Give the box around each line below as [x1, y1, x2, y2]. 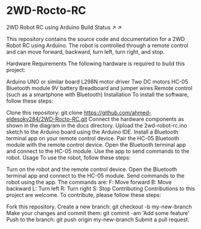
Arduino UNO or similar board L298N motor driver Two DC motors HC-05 [6, 78, 188, 85]
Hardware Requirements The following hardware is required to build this [6, 60, 185, 67]
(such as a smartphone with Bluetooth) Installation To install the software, [6, 91, 189, 98]
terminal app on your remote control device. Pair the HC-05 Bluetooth [6, 134, 180, 142]
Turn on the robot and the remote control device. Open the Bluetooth [6, 166, 177, 173]
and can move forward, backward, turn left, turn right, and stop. [6, 48, 165, 55]
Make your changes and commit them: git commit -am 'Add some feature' [6, 209, 190, 216]
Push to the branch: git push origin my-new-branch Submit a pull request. [6, 216, 190, 223]
